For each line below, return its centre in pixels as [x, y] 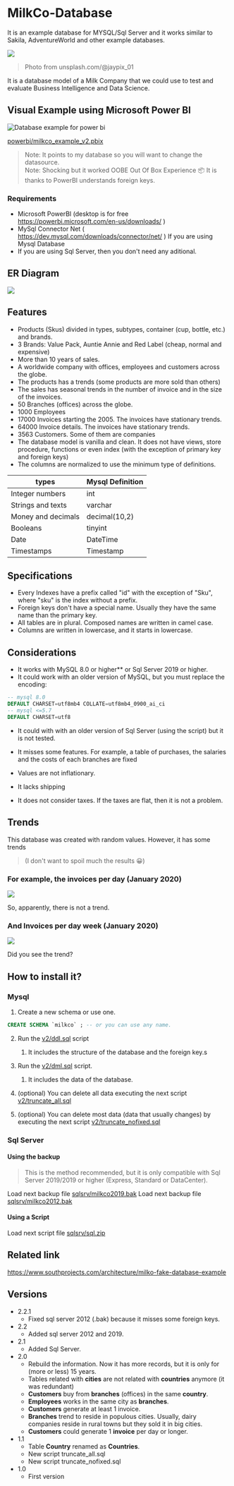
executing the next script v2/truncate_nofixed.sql [89, 1122]
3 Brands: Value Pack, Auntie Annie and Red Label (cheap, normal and [119, 344]
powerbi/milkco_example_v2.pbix [55, 141]
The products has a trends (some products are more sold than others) [119, 382]
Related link [33, 1255]
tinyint [97, 528]
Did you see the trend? [40, 955]
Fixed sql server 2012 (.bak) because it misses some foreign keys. [124, 1319]
